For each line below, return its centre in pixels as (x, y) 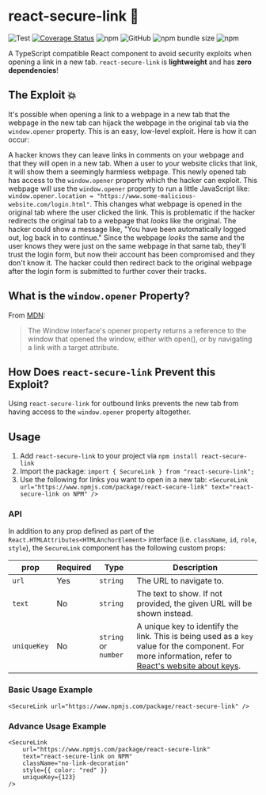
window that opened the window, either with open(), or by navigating (140, 339)
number (111, 655)
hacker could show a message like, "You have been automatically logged (127, 229)
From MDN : (27, 315)
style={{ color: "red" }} (65, 770)
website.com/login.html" (49, 204)
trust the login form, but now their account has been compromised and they (132, 254)
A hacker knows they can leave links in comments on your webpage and (126, 154)
